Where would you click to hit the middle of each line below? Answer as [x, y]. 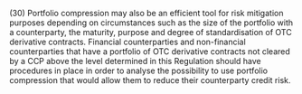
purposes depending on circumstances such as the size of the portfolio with [151, 23]
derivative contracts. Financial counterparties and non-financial [127, 42]
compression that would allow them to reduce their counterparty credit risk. [150, 80]
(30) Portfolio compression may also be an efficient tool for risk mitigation [146, 13]
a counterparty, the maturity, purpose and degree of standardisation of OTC [151, 32]
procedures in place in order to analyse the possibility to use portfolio [139, 70]
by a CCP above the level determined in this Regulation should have [135, 61]
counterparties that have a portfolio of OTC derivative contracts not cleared [150, 52]
